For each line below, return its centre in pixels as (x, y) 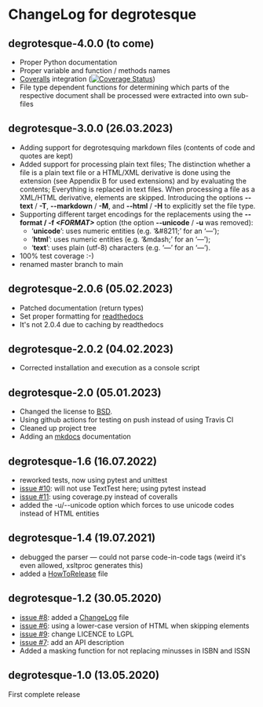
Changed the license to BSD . (66, 412)
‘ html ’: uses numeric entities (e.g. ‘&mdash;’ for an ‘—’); (121, 239)
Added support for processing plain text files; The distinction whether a (135, 164)
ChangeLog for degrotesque (102, 15)
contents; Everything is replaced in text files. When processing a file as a (137, 189)
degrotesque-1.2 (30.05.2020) (85, 598)
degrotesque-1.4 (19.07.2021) (82, 538)
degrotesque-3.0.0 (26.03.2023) (91, 128)
